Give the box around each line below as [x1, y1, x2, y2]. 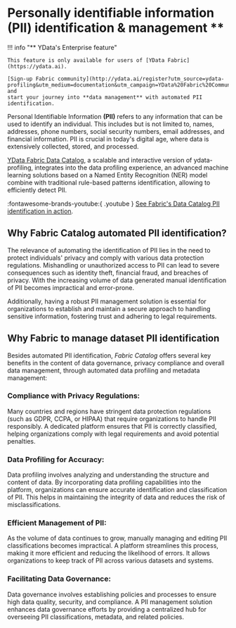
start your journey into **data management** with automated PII [7, 94, 202, 101]
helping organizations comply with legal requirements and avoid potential [7, 429, 219, 438]
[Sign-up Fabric [7, 75, 55, 82]
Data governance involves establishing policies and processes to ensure [7, 590, 216, 598]
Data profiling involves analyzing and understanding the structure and [7, 470, 209, 479]
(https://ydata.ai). [7, 63, 68, 70]
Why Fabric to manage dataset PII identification [7, 332, 220, 344]
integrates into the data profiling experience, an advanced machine [34, 163, 229, 172]
